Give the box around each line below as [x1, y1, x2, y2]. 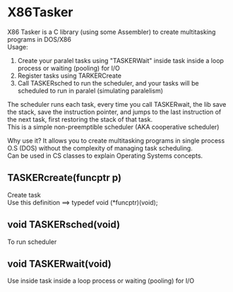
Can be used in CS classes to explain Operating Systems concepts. [7, 151, 203, 160]
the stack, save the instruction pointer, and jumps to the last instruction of [7, 107, 222, 116]
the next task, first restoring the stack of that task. [7, 115, 153, 124]
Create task [7, 190, 41, 199]
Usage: [7, 42, 28, 51]
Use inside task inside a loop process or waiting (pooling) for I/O [7, 276, 195, 285]
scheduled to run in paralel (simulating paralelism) [17, 86, 164, 95]
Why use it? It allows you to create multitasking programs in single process [7, 136, 225, 145]
